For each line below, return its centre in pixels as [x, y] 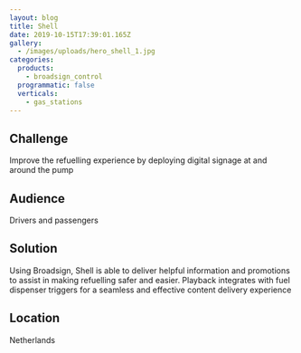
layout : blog [34, 18]
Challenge [39, 138]
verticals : [38, 93]
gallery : [26, 43]
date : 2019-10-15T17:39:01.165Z [70, 34]
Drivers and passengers [54, 220]
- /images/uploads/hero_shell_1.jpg [86, 52]
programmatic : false [56, 85]
